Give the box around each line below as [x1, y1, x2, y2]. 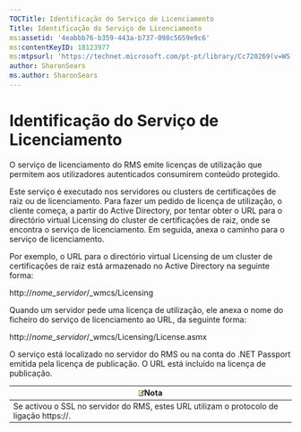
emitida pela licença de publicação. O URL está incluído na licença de [9, 358, 266, 368]
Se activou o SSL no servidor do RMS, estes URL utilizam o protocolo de [13, 401, 279, 411]
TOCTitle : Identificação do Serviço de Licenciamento [9, 14, 215, 23]
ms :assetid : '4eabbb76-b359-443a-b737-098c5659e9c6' [9, 33, 211, 42]
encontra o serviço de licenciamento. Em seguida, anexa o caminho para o [9, 224, 285, 234]
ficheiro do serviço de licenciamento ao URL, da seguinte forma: [9, 314, 247, 325]
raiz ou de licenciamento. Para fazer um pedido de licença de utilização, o [9, 195, 282, 206]
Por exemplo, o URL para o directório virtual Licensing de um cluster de [9, 250, 273, 261]
